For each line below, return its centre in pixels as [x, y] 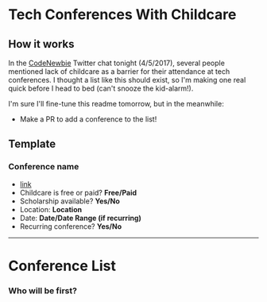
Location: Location [50, 209]
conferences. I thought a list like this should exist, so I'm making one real [127, 80]
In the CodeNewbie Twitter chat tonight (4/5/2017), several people [116, 63]
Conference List [62, 266]
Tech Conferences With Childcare [122, 15]
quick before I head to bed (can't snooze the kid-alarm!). [101, 88]
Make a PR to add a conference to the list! [88, 119]
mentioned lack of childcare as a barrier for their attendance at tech [119, 72]
